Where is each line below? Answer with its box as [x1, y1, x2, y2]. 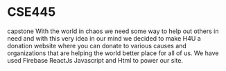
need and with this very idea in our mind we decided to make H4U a [7, 34, 201, 42]
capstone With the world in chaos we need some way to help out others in [7, 27, 220, 35]
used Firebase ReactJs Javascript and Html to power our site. [7, 56, 184, 64]
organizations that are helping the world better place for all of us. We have [7, 49, 219, 57]
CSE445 [7, 4, 56, 20]
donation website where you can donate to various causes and [7, 41, 187, 50]
